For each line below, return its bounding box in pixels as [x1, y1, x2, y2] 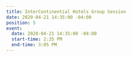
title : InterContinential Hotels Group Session [6, 8, 127, 15]
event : [6, 25, 23, 31]
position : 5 [6, 20, 36, 26]
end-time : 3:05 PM [11, 42, 58, 48]
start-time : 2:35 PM [11, 36, 62, 42]
